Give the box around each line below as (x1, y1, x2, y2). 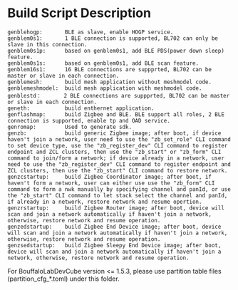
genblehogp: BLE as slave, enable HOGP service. (7, 29, 174, 36)
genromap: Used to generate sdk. (7, 123, 133, 130)
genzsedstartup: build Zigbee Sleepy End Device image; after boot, (7, 242, 222, 249)
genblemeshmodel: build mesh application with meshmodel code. (7, 84, 202, 92)
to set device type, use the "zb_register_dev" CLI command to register (7, 142, 228, 149)
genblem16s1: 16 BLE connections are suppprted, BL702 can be (7, 66, 212, 73)
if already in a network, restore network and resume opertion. (7, 198, 202, 205)
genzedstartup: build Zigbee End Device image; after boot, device (7, 223, 222, 230)
